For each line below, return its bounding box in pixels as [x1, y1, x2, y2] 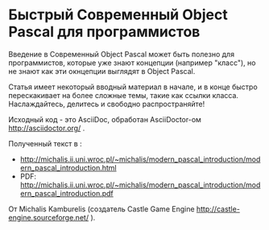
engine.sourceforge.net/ [8, 212, 89, 222]
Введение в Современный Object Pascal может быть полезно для [8, 49, 235, 59]
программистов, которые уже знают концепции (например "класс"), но [8, 58, 256, 68]
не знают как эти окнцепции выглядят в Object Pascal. [8, 66, 196, 76]
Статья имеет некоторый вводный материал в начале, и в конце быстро [8, 82, 258, 92]
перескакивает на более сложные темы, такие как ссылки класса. [8, 90, 239, 100]
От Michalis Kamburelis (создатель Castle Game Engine [8, 203, 195, 214]
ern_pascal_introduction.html [19, 162, 117, 172]
